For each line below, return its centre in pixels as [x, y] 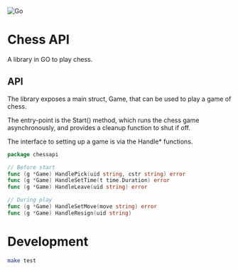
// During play [30, 200]
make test [22, 260]
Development [48, 241]
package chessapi [33, 154]
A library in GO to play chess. [50, 59]
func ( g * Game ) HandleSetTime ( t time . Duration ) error [89, 180]
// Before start [31, 167]
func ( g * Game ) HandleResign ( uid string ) [70, 213]
